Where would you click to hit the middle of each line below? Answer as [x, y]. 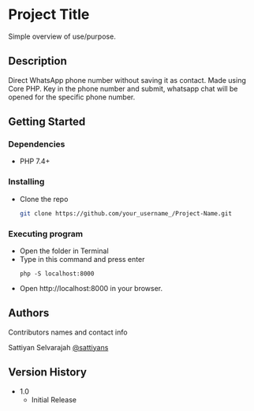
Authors [29, 313]
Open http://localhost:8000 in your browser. [91, 288]
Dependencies [37, 144]
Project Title [49, 15]
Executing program [46, 234]
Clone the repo [44, 199]
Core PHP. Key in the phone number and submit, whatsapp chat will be [123, 88]
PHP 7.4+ [35, 161]
